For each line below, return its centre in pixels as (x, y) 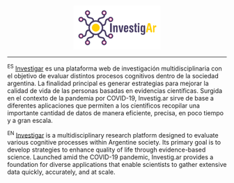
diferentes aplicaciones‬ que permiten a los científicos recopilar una (104, 105)
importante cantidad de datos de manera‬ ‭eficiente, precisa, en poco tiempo (116, 112)
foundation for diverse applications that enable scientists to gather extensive (117, 165)
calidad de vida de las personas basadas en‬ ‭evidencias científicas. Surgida (115, 90)
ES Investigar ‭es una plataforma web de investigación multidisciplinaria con (115, 68)
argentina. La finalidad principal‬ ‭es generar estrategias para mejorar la (108, 83)
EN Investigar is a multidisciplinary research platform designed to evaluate (113, 134)
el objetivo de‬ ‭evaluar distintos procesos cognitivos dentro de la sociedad (113, 75)
